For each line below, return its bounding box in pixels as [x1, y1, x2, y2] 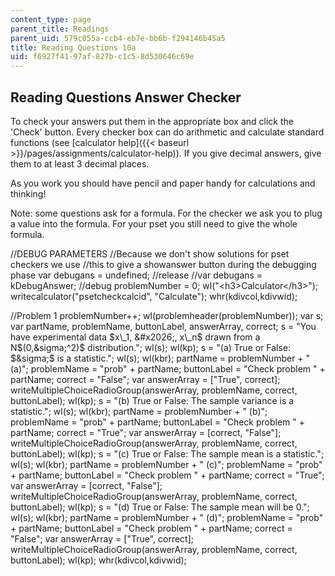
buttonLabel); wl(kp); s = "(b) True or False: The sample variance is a [10, 394, 295, 406]
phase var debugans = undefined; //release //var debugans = [10, 269, 263, 281]
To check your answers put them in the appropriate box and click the [10, 115, 294, 127]
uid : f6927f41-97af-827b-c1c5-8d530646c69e [10, 52, 195, 62]
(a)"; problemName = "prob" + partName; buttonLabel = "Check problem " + [10, 362, 326, 375]
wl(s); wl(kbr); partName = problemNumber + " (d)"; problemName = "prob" [10, 511, 324, 523]
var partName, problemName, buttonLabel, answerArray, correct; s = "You [10, 320, 317, 332]
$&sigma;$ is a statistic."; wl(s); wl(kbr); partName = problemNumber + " [10, 352, 311, 364]
